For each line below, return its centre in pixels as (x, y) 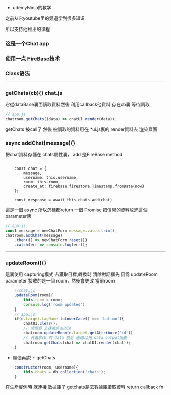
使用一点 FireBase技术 (33, 59)
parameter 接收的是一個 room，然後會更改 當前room (60, 281)
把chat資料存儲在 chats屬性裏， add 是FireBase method (64, 155)
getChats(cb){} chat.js (34, 93)
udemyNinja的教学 (32, 7)
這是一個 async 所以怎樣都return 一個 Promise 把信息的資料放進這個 (76, 210)
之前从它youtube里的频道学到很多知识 (45, 18)
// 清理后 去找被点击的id (48, 328)
